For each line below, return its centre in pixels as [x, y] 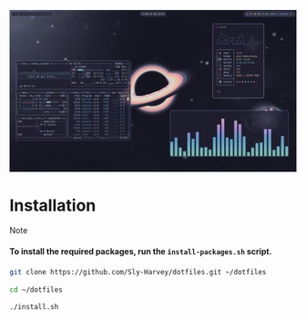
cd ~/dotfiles [36, 289]
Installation [53, 205]
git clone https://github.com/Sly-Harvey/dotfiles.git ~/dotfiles [138, 272]
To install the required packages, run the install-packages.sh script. [141, 252]
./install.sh [34, 307]
